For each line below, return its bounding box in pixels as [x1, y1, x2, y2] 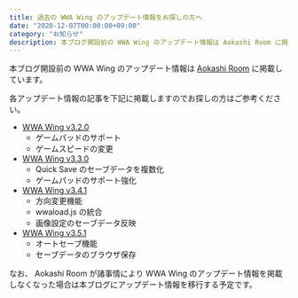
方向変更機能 [35, 196, 82, 207]
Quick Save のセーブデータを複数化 [35, 164, 165, 175]
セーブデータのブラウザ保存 [35, 249, 137, 260]
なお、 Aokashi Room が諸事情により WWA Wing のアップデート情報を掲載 [9, 268, 283, 279]
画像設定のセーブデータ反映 [35, 218, 137, 229]
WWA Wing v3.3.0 [21, 153, 90, 164]
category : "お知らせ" [9, 29, 84, 38]
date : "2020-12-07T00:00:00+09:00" [9, 21, 141, 30]
